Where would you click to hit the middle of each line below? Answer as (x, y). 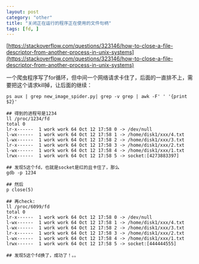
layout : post (23, 12)
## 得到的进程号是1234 (32, 114)
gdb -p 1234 (21, 173)
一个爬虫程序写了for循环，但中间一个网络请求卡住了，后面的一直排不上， (97, 78)
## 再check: (21, 202)
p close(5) (20, 190)
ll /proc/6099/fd (28, 207)
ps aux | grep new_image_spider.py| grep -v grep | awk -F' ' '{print (97, 97)
